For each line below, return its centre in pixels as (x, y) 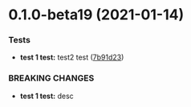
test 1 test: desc (47, 96)
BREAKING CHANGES (51, 78)
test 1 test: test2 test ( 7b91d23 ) (72, 57)
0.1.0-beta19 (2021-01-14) (96, 15)
